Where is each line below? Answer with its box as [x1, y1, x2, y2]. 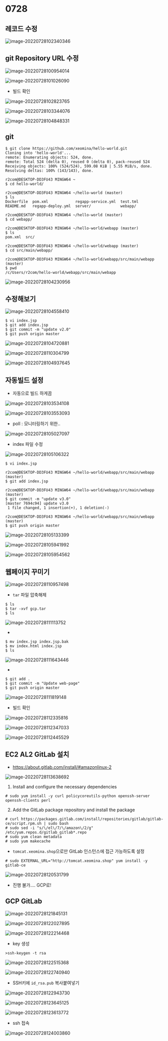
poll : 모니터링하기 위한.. [12, 421, 61, 427]
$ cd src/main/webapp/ [5, 247, 53, 253]
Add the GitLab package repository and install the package [12, 807, 135, 813]
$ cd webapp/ [5, 217, 33, 222]
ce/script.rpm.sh [5, 821, 42, 826]
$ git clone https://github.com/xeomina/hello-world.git [5, 146, 128, 151]
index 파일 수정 [12, 441, 43, 447]
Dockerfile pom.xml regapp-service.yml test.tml [5, 199, 139, 204]
